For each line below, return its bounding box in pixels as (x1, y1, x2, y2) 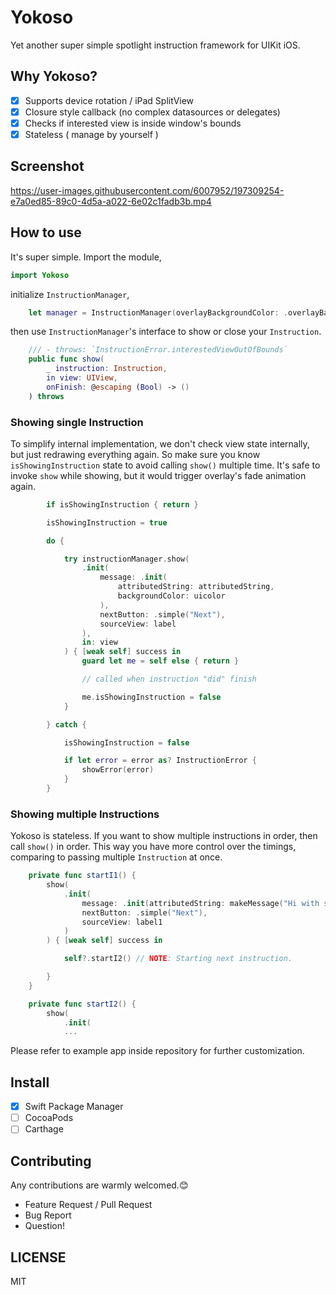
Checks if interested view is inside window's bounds (24, 117, 242, 129)
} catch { (46, 719, 87, 730)
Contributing (10, 1152, 92, 1170)
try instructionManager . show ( (63, 554, 190, 564)
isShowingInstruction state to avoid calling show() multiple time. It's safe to (10, 459, 321, 471)
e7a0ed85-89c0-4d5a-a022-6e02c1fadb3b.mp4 (10, 195, 212, 207)
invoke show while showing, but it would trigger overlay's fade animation (10, 469, 307, 481)
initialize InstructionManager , (10, 288, 130, 300)
